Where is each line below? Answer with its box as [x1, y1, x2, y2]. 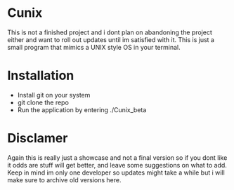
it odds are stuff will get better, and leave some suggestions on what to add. [7, 161, 227, 169]
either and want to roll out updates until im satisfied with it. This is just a [7, 35, 214, 43]
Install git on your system [17, 90, 91, 99]
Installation [7, 68, 74, 83]
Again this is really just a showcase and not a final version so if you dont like [7, 153, 228, 162]
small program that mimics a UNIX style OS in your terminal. [7, 43, 181, 51]
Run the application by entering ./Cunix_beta [17, 105, 147, 114]
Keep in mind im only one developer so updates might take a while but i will [7, 168, 225, 177]
